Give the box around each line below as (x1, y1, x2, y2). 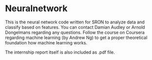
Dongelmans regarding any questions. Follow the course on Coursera (5, 29, 145, 35)
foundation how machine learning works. (5, 40, 87, 45)
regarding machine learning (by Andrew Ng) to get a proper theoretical (5, 35, 148, 40)
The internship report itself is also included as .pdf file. (5, 49, 115, 55)
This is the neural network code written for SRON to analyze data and (5, 19, 145, 25)
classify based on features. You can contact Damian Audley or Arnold (5, 24, 145, 30)
